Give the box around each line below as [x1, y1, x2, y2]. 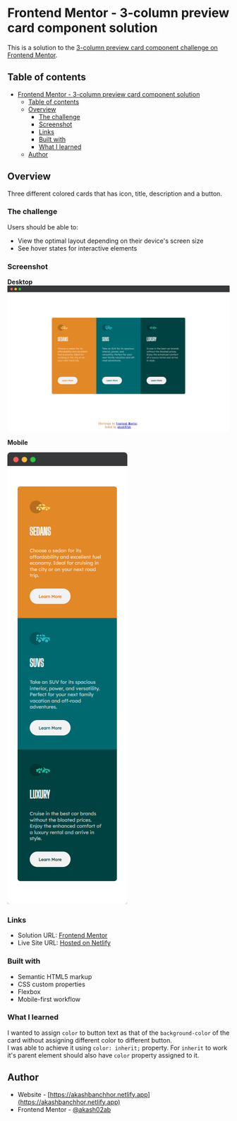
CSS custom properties [17, 980, 86, 988]
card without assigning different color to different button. [7, 1036, 173, 1044]
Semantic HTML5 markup [17, 972, 92, 981]
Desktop [7, 277, 33, 287]
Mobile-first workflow [17, 995, 81, 1003]
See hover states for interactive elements [17, 244, 138, 252]
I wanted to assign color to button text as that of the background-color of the [7, 1029, 230, 1037]
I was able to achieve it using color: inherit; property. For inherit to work [7, 1043, 228, 1052]
